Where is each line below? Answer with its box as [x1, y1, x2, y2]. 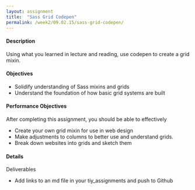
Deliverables [6, 166, 36, 173]
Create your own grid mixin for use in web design [14, 127, 133, 134]
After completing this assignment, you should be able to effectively [6, 115, 168, 123]
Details [6, 153, 24, 160]
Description [6, 37, 36, 44]
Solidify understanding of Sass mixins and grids [14, 83, 130, 90]
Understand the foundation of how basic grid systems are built [14, 89, 165, 96]
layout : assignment [6, 8, 54, 15]
